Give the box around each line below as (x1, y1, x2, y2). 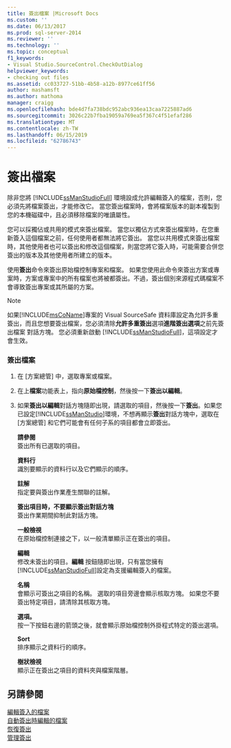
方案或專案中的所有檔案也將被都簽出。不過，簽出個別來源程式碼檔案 (25, 274, 218, 282)
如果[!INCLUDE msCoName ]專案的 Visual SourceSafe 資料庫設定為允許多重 (7, 310, 219, 319)
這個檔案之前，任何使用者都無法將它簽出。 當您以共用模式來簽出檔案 (25, 234, 220, 242)
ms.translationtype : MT (7, 118, 76, 126)
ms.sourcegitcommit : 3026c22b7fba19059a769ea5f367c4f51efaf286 (7, 112, 192, 119)
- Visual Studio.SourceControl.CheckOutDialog (7, 61, 143, 68)
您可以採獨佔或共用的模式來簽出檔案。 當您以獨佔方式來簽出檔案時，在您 (7, 225, 214, 234)
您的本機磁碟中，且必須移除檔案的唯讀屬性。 (7, 211, 134, 219)
